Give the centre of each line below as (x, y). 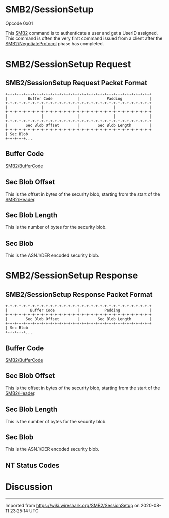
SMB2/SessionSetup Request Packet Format (76, 82)
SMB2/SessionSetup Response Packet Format (79, 294)
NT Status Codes (32, 465)
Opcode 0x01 (19, 23)
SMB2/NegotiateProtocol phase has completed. (55, 43)
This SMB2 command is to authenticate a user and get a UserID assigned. (82, 33)
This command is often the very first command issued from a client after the (84, 38)
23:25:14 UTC (24, 511)
